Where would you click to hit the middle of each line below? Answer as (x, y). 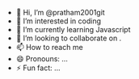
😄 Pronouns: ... (42, 59)
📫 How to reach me (49, 47)
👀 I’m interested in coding (59, 21)
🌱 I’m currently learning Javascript (73, 29)
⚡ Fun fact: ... (38, 68)
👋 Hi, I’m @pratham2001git (60, 12)
